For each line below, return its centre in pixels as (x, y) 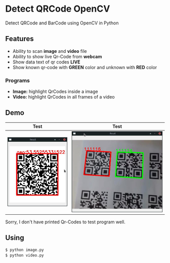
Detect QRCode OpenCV (58, 9)
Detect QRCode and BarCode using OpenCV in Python (62, 23)
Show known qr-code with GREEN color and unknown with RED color (85, 67)
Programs (18, 80)
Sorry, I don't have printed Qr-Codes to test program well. (65, 222)
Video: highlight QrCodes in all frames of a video (63, 97)
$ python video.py (25, 255)
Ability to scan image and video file (50, 51)
